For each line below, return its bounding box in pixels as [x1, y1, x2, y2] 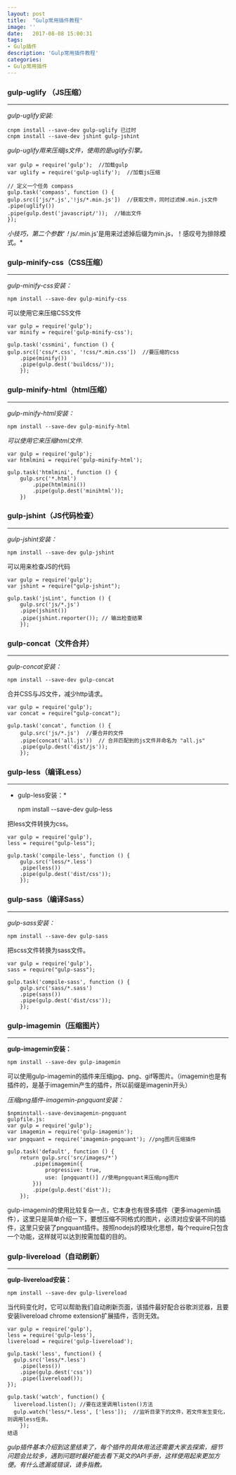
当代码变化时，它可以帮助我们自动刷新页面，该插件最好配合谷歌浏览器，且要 [7, 1303, 229, 1312]
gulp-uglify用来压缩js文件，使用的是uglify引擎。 [7, 146, 146, 154]
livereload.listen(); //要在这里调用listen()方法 [13, 1401, 153, 1408]
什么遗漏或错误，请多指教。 [25, 1460, 106, 1469]
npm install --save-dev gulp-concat [7, 677, 114, 684]
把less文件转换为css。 [7, 820, 72, 828]
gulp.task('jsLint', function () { [7, 595, 112, 602]
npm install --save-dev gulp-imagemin [7, 1059, 121, 1066]
